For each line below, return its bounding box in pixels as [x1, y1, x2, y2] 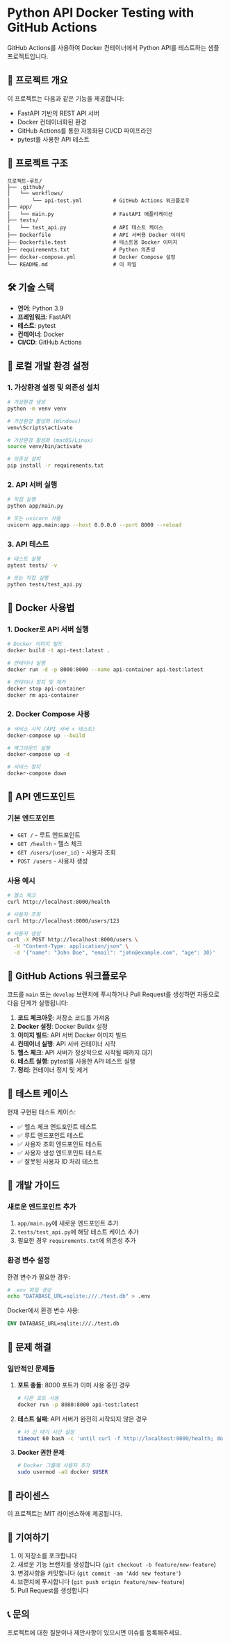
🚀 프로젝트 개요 [7, 74, 68, 86]
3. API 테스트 [7, 539, 49, 549]
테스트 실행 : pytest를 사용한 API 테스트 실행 [17, 1057, 135, 1065]
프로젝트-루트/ [7, 177, 42, 185]
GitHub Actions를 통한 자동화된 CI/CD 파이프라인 [17, 126, 152, 135]
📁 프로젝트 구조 [7, 158, 68, 170]
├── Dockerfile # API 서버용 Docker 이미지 [7, 231, 186, 238]
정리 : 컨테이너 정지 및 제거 [17, 1065, 88, 1074]
